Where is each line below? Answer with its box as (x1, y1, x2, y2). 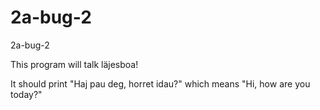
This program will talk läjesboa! (10, 58, 139, 70)
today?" (10, 88, 43, 100)
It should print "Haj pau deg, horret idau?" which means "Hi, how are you (10, 77, 311, 90)
